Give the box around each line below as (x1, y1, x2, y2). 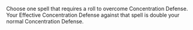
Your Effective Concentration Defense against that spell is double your (6, 11, 180, 19)
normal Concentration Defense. (6, 18, 84, 25)
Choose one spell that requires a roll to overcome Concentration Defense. (6, 5, 188, 12)
